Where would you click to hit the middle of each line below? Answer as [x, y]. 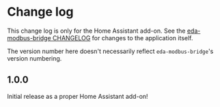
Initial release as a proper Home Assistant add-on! [78, 96]
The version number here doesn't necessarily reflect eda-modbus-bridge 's [110, 51]
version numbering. [35, 58]
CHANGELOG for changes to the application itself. [123, 37]
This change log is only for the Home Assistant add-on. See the [96, 31]
